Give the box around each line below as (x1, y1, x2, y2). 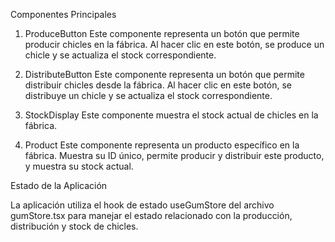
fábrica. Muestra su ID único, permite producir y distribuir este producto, (24, 150, 325, 161)
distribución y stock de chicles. (10, 220, 139, 232)
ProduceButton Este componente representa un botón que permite (24, 28, 300, 39)
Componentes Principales (10, 9, 117, 20)
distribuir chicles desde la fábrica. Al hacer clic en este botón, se (24, 79, 292, 91)
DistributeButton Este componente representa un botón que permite (24, 69, 305, 80)
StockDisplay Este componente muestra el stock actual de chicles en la (24, 109, 319, 121)
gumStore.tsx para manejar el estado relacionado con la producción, (10, 210, 293, 221)
